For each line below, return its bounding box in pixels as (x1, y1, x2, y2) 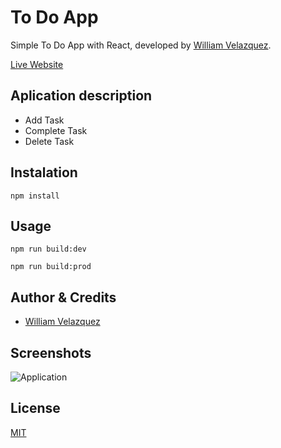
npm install (10, 191, 60, 201)
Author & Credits (10, 289, 117, 306)
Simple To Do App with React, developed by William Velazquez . (10, 39, 272, 51)
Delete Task (24, 135, 75, 147)
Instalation (10, 164, 78, 181)
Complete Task (24, 124, 88, 136)
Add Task (24, 114, 65, 126)
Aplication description (10, 87, 153, 105)
